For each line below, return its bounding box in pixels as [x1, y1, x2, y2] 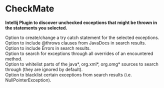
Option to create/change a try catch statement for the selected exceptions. [5, 34, 159, 40]
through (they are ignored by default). [5, 66, 83, 72]
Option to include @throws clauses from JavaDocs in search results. [5, 39, 146, 45]
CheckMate [5, 3, 54, 14]
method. [5, 55, 22, 61]
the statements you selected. [5, 24, 67, 30]
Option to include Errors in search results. [5, 45, 91, 51]
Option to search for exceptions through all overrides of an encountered [5, 50, 153, 56]
